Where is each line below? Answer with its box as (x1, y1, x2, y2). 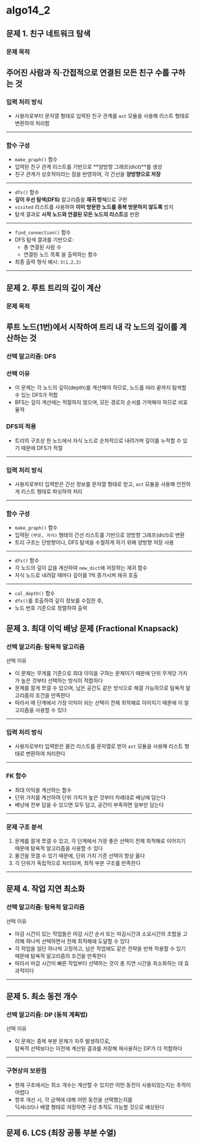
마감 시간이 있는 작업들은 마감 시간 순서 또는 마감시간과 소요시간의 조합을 (14, 930, 181, 937)
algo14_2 (6, 4, 51, 17)
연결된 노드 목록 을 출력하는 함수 (23, 251, 98, 258)
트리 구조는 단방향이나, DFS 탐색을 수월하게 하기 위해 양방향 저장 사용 (14, 539, 174, 546)
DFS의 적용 (6, 422, 37, 431)
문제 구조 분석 (6, 823, 43, 831)
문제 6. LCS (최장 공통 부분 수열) (6, 1128, 117, 1138)
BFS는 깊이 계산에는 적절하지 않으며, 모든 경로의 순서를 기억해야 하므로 (14, 399, 177, 406)
